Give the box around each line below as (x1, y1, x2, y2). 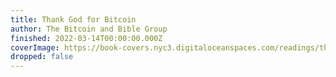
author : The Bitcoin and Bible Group (10, 24, 168, 34)
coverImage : (10, 42, 60, 53)
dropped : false (10, 52, 74, 62)
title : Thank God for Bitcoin (10, 14, 137, 25)
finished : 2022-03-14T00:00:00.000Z (10, 33, 163, 43)
